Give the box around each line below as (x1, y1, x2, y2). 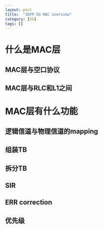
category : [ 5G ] (5, 16, 37, 21)
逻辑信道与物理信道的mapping (5, 127, 98, 135)
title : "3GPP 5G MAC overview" (5, 12, 72, 17)
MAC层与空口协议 (5, 65, 60, 74)
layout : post (5, 7, 32, 12)
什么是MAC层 (5, 44, 61, 55)
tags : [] (5, 21, 23, 26)
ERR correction (5, 198, 52, 207)
